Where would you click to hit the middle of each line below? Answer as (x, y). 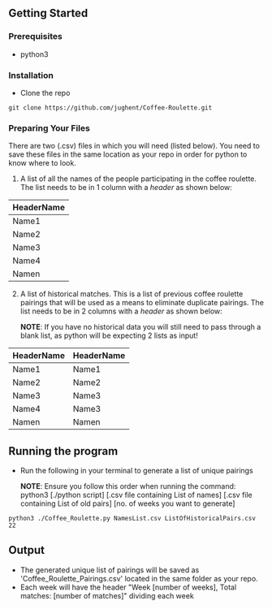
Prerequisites (35, 37)
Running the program (63, 451)
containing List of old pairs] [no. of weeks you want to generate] (127, 503)
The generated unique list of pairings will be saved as (110, 570)
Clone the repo (45, 93)
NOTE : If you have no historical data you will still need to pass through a (140, 327)
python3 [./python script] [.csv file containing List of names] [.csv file (136, 495)
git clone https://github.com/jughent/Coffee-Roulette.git (110, 108)
